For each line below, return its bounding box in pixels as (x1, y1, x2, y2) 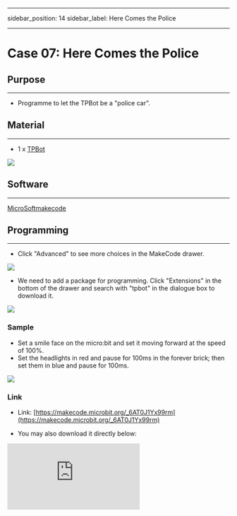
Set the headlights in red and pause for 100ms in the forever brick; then (17, 353, 225, 362)
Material (7, 119, 44, 131)
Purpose (7, 74, 46, 86)
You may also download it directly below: (17, 429, 137, 438)
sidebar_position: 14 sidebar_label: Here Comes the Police (7, 14, 176, 22)
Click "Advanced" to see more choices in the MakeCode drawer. (17, 250, 205, 258)
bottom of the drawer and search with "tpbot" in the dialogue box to (17, 284, 215, 293)
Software (7, 178, 49, 191)
